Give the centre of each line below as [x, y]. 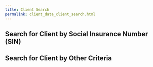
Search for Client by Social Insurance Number [77, 34]
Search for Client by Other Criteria [59, 58]
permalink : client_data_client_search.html [50, 14]
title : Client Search [27, 10]
